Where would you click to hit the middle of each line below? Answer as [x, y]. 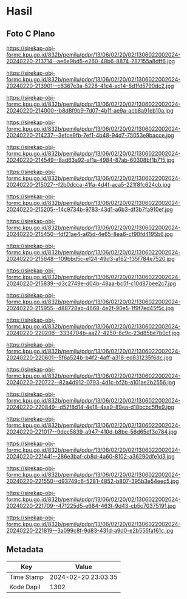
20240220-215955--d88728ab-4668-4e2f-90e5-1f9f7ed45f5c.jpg [90, 308]
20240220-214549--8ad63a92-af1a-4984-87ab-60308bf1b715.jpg [90, 160]
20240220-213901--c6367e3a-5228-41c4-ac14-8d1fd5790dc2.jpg [90, 86]
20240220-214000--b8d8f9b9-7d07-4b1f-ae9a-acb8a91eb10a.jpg [90, 110]
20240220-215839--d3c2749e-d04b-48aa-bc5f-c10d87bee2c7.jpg [91, 283]
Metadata [25, 549]
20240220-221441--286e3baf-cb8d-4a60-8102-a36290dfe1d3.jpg [90, 456]
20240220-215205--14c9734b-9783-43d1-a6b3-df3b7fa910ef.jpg [90, 209]
